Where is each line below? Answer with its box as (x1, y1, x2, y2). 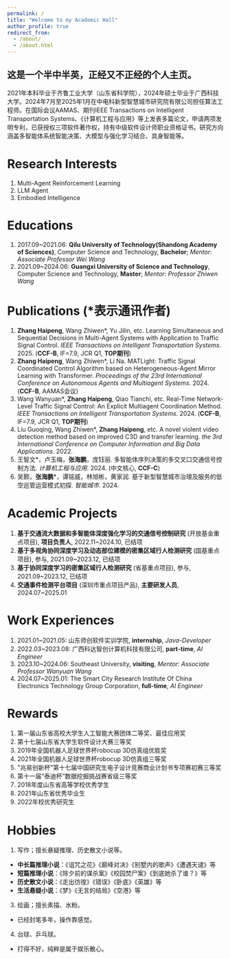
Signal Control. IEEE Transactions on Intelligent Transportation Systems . (16, 341, 222, 349)
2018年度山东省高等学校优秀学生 (16, 781, 110, 789)
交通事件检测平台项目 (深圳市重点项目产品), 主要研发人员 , (16, 580, 179, 588)
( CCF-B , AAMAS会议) (16, 386, 79, 395)
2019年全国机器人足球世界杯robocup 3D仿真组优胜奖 (16, 747, 167, 755)
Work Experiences (7, 613, 115, 628)
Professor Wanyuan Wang (16, 667, 92, 675)
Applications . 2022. (16, 447, 73, 455)
